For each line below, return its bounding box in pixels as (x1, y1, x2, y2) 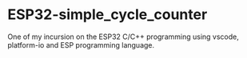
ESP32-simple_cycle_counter (7, 6, 208, 24)
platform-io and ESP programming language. (7, 40, 155, 49)
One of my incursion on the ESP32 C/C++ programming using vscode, (7, 32, 239, 41)
